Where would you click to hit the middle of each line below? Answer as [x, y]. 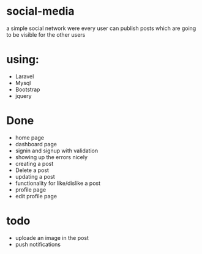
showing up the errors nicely [51, 157]
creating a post [34, 163]
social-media [40, 11]
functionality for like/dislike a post [58, 183]
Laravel [24, 76]
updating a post [35, 176]
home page [30, 137]
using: [23, 60]
